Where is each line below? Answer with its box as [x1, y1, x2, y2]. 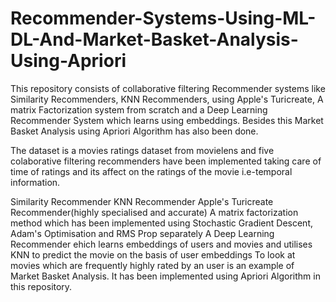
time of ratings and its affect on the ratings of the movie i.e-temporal [10, 165, 293, 177]
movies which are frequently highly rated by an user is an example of [10, 259, 295, 271]
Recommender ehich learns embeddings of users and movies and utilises [10, 238, 313, 250]
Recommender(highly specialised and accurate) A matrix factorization [10, 206, 299, 218]
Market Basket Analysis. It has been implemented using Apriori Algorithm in [10, 270, 321, 282]
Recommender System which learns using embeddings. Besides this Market [10, 114, 324, 126]
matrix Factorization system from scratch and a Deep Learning [10, 103, 268, 116]
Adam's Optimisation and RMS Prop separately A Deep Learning [10, 227, 275, 239]
